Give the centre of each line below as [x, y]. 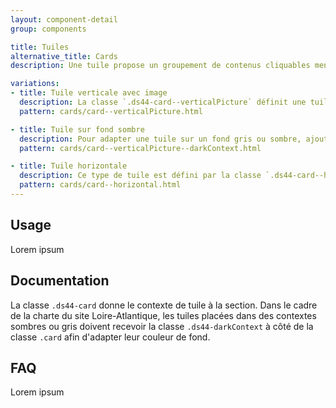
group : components [48, 29]
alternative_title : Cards [64, 56]
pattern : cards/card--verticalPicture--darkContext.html [140, 148]
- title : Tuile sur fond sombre [77, 129]
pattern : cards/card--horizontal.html [100, 185]
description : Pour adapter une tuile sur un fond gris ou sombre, [160, 139]
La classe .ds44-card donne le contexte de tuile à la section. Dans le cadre [164, 305]
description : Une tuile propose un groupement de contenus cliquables [160, 66]
